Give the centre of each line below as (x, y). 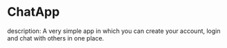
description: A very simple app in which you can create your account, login (114, 31)
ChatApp (34, 12)
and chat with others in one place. (56, 38)
